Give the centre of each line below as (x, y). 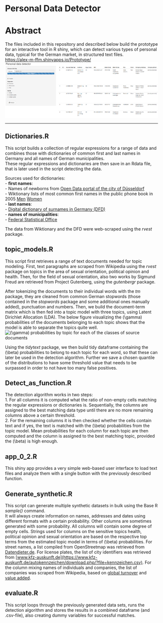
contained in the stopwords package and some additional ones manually (77, 302)
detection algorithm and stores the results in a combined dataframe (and (77, 610)
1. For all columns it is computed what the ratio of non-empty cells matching (81, 400)
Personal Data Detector (53, 9)
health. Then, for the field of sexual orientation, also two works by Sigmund (80, 276)
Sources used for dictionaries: (35, 178)
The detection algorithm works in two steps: (49, 395)
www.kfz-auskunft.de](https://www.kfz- (57, 557)
